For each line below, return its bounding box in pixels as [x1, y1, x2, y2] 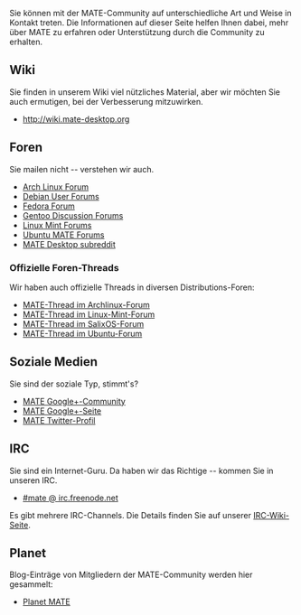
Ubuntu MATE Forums [22, 229, 105, 240]
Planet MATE [22, 596, 71, 608]
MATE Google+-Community [22, 396, 127, 406]
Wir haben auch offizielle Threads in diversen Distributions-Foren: [9, 282, 255, 293]
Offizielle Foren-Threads [9, 261, 119, 274]
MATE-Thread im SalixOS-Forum [22, 318, 145, 329]
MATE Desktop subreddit [22, 238, 116, 249]
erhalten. [9, 36, 43, 47]
